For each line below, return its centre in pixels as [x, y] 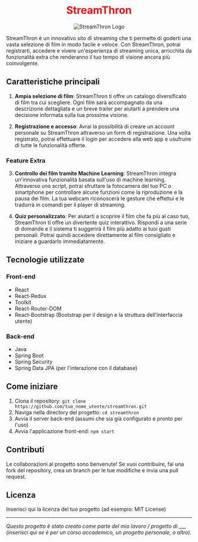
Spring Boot [29, 356]
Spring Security [34, 362]
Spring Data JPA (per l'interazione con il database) [76, 368]
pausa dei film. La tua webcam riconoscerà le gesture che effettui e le [99, 199]
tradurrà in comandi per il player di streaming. [70, 205]
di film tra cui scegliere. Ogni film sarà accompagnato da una [89, 102]
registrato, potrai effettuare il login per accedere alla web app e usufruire [103, 139]
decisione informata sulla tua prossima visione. [72, 115]
